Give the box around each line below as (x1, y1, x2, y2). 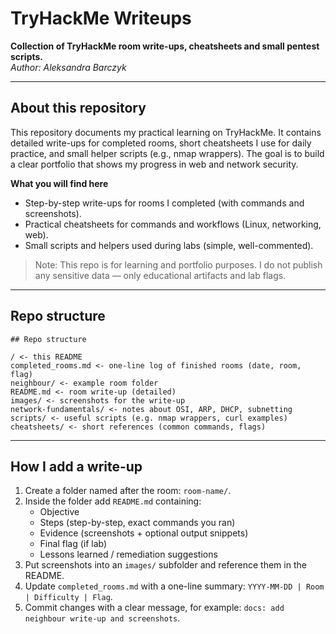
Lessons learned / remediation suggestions (39, 548, 218, 561)
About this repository (10, 100, 147, 117)
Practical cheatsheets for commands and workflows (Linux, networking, (24, 218, 322, 230)
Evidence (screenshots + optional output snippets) (39, 527, 249, 539)
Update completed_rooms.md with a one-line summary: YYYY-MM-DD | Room (24, 580, 325, 592)
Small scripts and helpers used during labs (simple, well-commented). (24, 239, 314, 251)
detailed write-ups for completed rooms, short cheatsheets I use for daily (10, 137, 312, 149)
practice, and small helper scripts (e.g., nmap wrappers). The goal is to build (10, 147, 325, 159)
